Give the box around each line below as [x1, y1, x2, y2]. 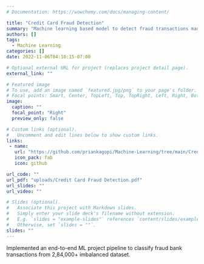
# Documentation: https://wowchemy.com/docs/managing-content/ [6, 9, 170, 15]
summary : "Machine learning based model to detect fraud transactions [6, 26, 189, 32]
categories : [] [6, 48, 45, 55]
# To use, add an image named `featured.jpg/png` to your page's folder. [6, 87, 197, 93]
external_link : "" [6, 71, 53, 77]
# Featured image [6, 82, 50, 88]
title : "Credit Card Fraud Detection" [6, 19, 104, 26]
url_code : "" [6, 171, 39, 177]
